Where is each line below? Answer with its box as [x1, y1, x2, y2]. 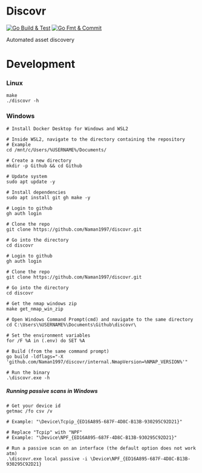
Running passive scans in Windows [6, 388, 98, 395]
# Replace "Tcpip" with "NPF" [6, 429, 83, 435]
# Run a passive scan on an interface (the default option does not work [6, 445, 197, 451]
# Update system [6, 173, 47, 179]
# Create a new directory [6, 157, 71, 164]
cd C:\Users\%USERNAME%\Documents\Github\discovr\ [6, 322, 137, 328]
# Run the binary [6, 369, 50, 375]
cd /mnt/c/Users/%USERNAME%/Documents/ [6, 147, 107, 153]
